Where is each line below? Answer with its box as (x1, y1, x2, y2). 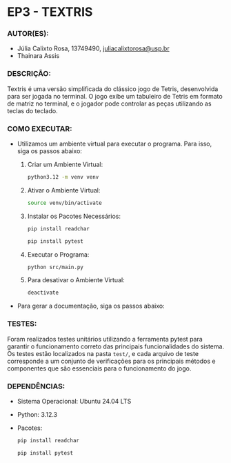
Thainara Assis (17, 52, 60, 60)
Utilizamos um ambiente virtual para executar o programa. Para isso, (17, 139, 212, 148)
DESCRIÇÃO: (7, 69, 52, 79)
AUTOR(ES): (7, 29, 50, 39)
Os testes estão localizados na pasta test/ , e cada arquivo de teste (7, 349, 199, 357)
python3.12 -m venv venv (27, 174, 99, 181)
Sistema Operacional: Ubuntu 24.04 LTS (17, 397, 132, 405)
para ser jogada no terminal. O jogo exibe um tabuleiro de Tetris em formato (7, 92, 223, 100)
